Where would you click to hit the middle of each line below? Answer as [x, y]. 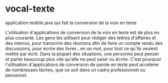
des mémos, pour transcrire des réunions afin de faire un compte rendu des [84, 43]
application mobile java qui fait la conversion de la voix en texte [71, 23]
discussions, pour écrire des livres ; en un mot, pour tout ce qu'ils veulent [81, 48]
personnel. [16, 75]
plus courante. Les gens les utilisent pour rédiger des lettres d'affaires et [81, 38]
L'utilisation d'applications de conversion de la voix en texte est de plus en [82, 32]
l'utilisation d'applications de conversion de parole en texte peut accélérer [82, 64]
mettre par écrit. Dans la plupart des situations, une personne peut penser [82, 54]
